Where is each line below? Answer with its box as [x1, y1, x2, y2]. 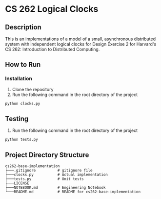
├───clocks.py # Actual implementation [5, 173, 108, 177]
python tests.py [5, 137, 38, 142]
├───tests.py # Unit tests [5, 176, 84, 182]
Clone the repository [12, 86, 54, 92]
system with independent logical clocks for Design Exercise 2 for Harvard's [5, 41, 157, 47]
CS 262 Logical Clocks [5, 3, 99, 15]
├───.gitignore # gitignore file [5, 168, 93, 173]
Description [5, 23, 41, 31]
